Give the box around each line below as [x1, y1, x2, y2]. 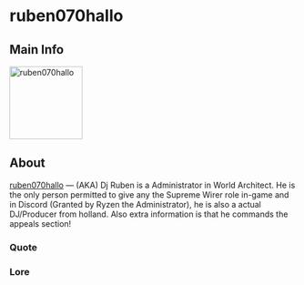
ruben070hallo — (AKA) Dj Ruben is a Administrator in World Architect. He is [9, 179, 296, 190]
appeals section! [9, 218, 72, 229]
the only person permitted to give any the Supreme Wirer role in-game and [9, 188, 289, 200]
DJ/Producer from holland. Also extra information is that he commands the [9, 209, 289, 219]
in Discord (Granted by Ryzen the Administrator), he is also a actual [9, 198, 262, 209]
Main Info [9, 42, 65, 57]
